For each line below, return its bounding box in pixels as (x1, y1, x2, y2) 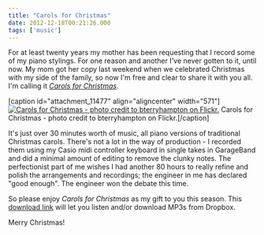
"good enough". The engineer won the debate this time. (8, 179, 189, 188)
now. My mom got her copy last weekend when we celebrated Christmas (8, 65, 245, 74)
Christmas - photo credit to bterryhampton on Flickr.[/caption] (8, 114, 210, 123)
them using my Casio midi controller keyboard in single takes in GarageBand (8, 145, 256, 155)
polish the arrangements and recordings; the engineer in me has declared (8, 170, 247, 180)
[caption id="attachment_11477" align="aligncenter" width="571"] (8, 96, 221, 106)
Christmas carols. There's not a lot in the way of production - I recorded (8, 137, 242, 147)
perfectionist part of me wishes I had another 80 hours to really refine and (8, 162, 249, 172)
